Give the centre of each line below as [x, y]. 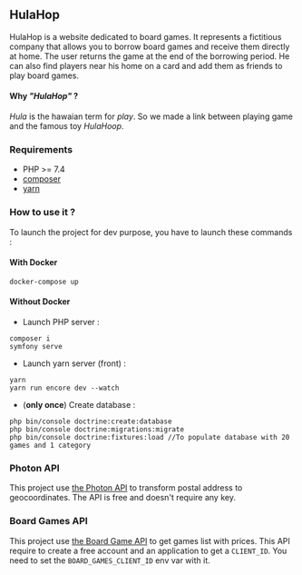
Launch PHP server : [61, 322]
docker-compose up [44, 282]
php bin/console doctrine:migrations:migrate [97, 430]
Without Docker [40, 302]
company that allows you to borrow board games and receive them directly [150, 46]
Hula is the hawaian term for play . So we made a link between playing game [151, 116]
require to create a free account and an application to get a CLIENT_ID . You [148, 550]
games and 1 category [50, 446]
